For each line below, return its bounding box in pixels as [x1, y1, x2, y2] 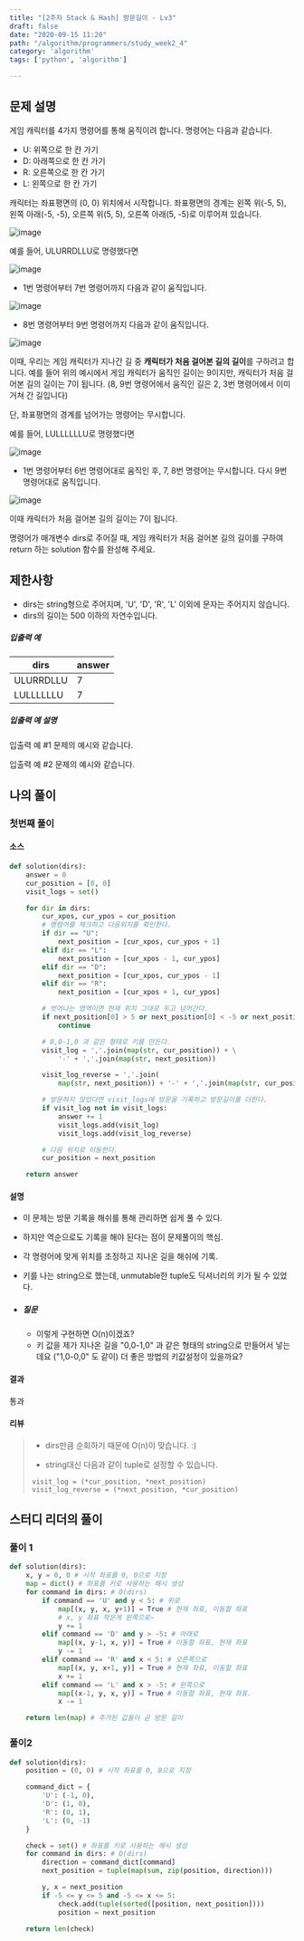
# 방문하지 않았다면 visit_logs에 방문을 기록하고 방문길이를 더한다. [42, 1095, 268, 1105]
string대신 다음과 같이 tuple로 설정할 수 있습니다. [44, 1459, 218, 1470]
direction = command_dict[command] [42, 1858, 176, 1867]
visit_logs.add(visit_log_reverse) [57, 1129, 193, 1138]
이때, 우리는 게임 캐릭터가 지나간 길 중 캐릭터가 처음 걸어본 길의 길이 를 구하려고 [9, 355, 285, 367]
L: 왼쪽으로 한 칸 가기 [22, 178, 98, 188]
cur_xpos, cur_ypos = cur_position [42, 912, 176, 921]
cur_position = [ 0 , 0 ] [25, 879, 111, 888]
